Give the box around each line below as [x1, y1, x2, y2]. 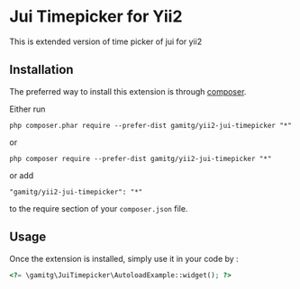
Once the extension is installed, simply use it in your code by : [9, 253, 239, 264]
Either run [9, 104, 46, 114]
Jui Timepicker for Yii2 [9, 6, 183, 27]
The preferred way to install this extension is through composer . [9, 86, 247, 96]
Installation [9, 62, 74, 77]
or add [9, 169, 34, 181]
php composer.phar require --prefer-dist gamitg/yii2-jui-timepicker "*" [9, 121, 293, 130]
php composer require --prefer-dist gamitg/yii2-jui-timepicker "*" [9, 154, 272, 163]
